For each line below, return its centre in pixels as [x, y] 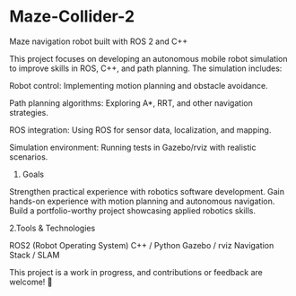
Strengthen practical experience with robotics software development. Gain [147, 191]
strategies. [29, 112]
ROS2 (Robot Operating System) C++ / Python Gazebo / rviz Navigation [142, 245]
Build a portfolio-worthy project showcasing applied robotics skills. [133, 210]
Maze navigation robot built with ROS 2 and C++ [99, 41]
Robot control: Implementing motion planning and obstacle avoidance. [139, 85]
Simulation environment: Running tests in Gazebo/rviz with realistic [133, 147]
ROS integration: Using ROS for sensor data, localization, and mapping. [140, 130]
